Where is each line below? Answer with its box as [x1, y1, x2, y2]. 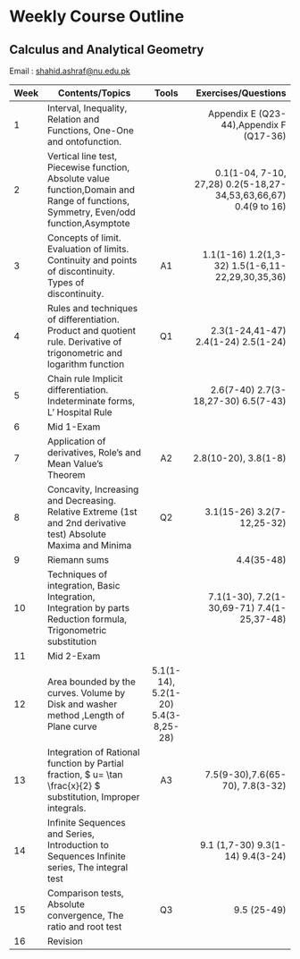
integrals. [47, 802, 87, 814]
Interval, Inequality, [47, 102, 128, 114]
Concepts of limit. [47, 232, 121, 243]
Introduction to [47, 839, 110, 851]
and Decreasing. [47, 495, 116, 506]
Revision [47, 935, 83, 947]
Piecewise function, [47, 161, 130, 174]
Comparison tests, [47, 887, 124, 899]
